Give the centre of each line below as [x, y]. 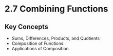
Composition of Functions [38, 43]
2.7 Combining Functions [56, 9]
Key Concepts [26, 27]
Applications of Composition [40, 49]
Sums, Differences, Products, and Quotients [56, 38]
